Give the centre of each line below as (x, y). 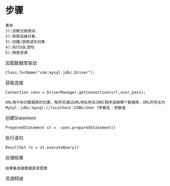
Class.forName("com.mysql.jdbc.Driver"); (50, 72)
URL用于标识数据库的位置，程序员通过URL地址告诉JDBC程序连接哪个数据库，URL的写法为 (85, 102)
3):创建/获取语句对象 (25, 42)
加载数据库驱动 (21, 63)
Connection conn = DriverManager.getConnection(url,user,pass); (75, 92)
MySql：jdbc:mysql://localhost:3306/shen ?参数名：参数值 (65, 108)
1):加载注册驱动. (21, 31)
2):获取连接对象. (21, 36)
